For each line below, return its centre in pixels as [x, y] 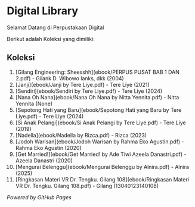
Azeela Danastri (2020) [44, 160]
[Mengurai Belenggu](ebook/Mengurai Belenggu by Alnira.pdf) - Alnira [102, 167]
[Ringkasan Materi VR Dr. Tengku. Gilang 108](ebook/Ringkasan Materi [102, 179]
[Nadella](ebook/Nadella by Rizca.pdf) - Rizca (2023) [81, 135]
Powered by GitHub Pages [39, 197]
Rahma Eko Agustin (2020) [49, 148]
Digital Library [42, 11]
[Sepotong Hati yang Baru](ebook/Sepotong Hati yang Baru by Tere [98, 110]
